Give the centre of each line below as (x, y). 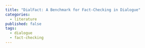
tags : (11, 28)
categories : (18, 14)
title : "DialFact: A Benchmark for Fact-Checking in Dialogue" (73, 10)
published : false (23, 24)
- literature (23, 19)
